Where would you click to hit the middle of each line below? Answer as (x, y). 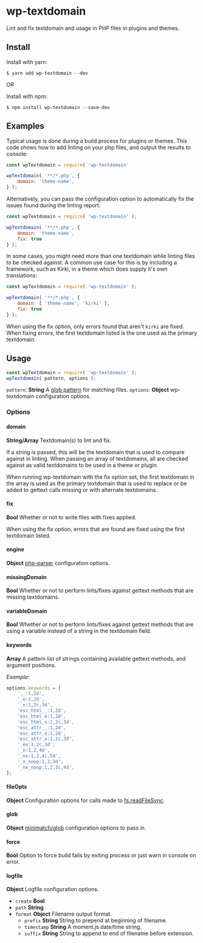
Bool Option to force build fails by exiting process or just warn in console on (101, 855)
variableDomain (27, 611)
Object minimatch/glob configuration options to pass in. (76, 828)
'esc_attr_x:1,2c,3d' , (46, 739)
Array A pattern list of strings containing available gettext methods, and (96, 658)
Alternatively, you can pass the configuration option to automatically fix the (100, 199)
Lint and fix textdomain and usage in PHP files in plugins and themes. (93, 28)
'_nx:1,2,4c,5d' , (39, 756)
